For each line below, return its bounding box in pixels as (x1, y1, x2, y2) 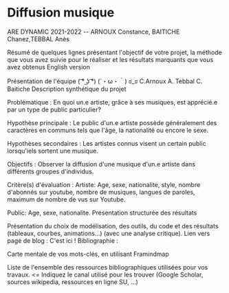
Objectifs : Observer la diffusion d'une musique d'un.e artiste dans (7, 160, 196, 168)
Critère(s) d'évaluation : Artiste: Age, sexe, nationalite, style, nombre (7, 180, 201, 188)
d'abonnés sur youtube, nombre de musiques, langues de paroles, (7, 188, 195, 196)
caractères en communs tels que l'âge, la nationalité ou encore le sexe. (7, 126, 208, 134)
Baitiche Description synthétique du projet (7, 85, 127, 93)
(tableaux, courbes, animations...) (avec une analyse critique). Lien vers (7, 229, 210, 237)
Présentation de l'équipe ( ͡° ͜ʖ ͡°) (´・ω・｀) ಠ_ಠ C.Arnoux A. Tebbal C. (7, 77, 203, 85)
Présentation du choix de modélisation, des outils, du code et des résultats (7, 221, 219, 230)
